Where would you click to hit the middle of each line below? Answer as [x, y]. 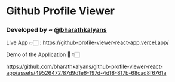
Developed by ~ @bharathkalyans [56, 30]
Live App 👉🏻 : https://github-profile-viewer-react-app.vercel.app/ [87, 42]
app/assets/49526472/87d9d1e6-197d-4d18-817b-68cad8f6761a [86, 73]
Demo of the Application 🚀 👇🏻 [43, 54]
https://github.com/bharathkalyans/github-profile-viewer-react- [85, 66]
